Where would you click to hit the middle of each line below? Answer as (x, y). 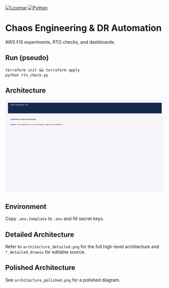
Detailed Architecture (40, 234)
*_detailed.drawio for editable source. (45, 252)
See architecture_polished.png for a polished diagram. (63, 280)
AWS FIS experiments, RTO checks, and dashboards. (60, 42)
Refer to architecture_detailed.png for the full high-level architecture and (82, 247)
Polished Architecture (40, 268)
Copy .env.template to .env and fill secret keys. (55, 219)
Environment (26, 206)
